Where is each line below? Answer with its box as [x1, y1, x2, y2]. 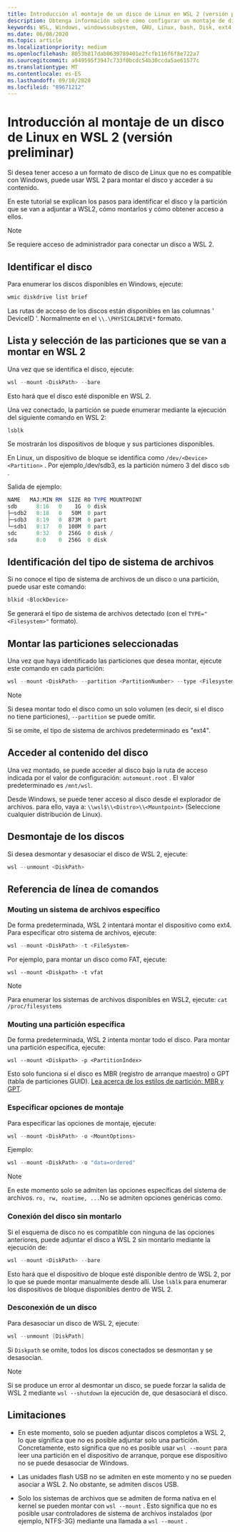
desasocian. [7, 1353, 44, 1361]
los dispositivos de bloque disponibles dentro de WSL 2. [7, 1285, 173, 1293]
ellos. [7, 212, 24, 221]
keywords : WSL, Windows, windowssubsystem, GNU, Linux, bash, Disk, [7, 24, 216, 31]
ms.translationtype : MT [7, 64, 79, 71]
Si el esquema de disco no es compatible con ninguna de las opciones [7, 1228, 215, 1236]
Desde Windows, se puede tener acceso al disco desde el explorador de [7, 794, 221, 803]
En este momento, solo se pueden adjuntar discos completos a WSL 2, [17, 1428, 226, 1436]
